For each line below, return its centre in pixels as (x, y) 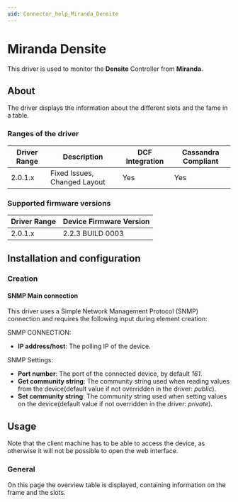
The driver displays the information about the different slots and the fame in (118, 108)
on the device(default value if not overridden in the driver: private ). (115, 404)
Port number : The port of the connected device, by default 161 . (110, 374)
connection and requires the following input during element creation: (107, 319)
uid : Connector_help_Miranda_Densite (63, 14)
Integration (145, 161)
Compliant (201, 161)
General (21, 469)
